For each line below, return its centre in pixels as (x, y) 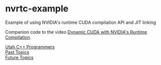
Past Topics (17, 52)
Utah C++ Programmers (30, 47)
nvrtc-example (37, 9)
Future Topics (19, 57)
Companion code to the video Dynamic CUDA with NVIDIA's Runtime (76, 32)
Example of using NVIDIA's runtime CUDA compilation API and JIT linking (81, 22)
